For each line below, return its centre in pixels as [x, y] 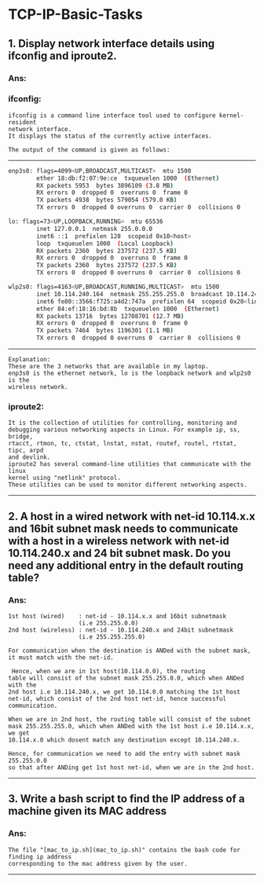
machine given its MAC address [88, 811]
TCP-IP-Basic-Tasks [75, 15]
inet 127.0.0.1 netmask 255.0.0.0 [95, 229]
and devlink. [29, 457]
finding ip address [40, 857]
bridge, [21, 437]
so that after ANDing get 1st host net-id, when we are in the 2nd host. [132, 768]
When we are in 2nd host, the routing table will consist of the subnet [130, 720]
